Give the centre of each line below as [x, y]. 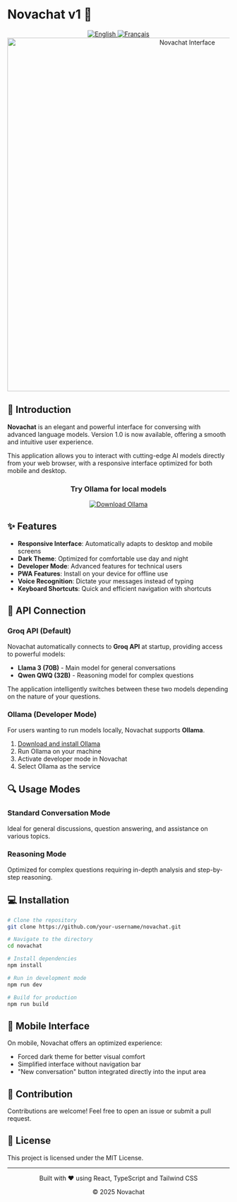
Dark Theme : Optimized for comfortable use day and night [103, 559]
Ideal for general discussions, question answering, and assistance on [108, 828]
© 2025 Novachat [119, 1191]
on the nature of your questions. [54, 696]
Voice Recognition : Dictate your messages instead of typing [105, 581]
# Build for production [42, 997]
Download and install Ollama [59, 743]
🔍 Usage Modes [44, 789]
